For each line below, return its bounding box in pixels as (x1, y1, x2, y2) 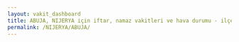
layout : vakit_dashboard (7, 10, 81, 18)
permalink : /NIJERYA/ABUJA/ (7, 23, 91, 31)
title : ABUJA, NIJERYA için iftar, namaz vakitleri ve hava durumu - (7, 17, 218, 24)
